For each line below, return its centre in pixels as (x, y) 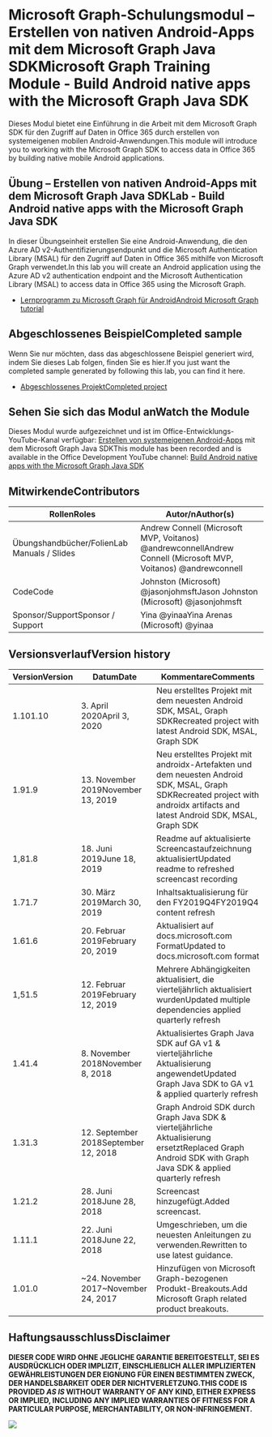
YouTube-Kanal (34, 440)
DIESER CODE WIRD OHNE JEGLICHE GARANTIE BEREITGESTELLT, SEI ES (134, 1357)
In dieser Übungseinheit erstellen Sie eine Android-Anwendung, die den (128, 241)
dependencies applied (199, 1010)
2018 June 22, (108, 1240)
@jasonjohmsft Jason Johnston (199, 592)
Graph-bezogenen (192, 1278)
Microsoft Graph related (202, 1299)
